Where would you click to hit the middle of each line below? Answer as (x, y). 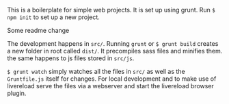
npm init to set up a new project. (54, 17)
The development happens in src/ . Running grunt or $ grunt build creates (113, 43)
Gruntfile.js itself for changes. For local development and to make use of (112, 79)
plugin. (17, 93)
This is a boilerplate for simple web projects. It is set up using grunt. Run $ (111, 10)
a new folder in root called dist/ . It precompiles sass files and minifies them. (115, 51)
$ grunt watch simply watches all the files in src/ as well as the (96, 71)
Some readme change (38, 30)
